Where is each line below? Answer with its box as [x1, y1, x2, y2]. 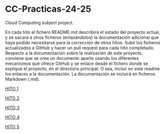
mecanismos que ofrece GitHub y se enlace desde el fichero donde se [5, 60, 149, 66]
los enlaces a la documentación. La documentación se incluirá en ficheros [5, 71, 156, 77]
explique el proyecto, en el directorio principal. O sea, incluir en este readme [5, 65, 160, 72]
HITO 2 [5, 95, 20, 101]
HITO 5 [5, 124, 20, 130]
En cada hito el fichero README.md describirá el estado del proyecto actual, [5, 29, 161, 35]
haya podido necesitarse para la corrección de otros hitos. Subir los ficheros [5, 39, 161, 45]
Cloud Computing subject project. [5, 20, 74, 26]
